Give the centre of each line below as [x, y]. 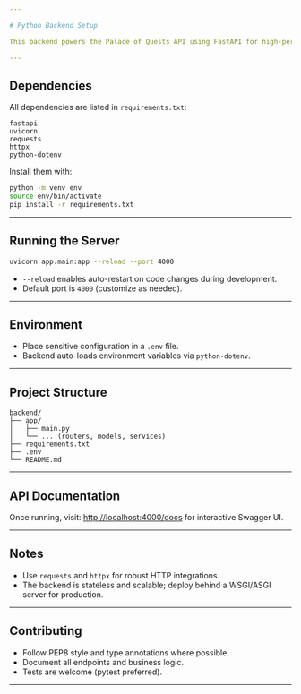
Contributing [46, 631]
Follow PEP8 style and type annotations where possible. [126, 652]
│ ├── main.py [39, 429]
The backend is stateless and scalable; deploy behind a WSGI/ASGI [146, 585]
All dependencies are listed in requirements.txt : [98, 107]
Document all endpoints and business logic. [103, 662]
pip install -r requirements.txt [72, 205]
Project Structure [58, 392]
